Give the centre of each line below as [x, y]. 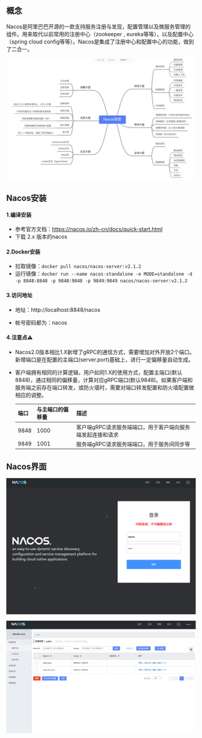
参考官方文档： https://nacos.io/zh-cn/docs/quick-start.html [89, 229]
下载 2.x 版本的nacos [41, 237]
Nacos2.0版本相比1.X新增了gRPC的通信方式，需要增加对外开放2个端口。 [105, 352]
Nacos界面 [26, 466]
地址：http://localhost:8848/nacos [57, 310]
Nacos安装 [26, 198]
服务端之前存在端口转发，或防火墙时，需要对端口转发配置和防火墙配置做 [104, 387]
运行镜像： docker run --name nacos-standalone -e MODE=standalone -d [103, 274]
